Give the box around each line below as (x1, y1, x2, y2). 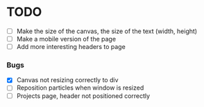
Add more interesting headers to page (16, 43, 126, 51)
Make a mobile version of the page (16, 35, 116, 43)
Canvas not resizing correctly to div (16, 76, 119, 84)
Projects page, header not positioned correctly (16, 91, 151, 100)
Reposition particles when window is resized (16, 84, 144, 92)
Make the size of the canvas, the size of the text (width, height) (16, 27, 198, 35)
